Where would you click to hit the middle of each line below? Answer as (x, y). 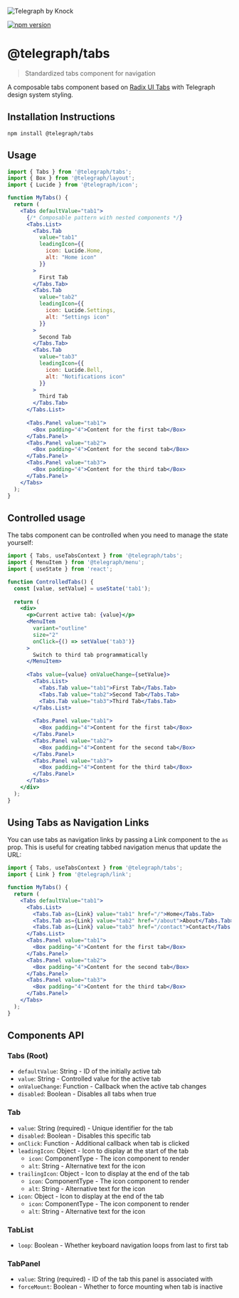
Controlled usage (47, 518)
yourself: (20, 543)
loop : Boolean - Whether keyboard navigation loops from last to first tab (123, 1245)
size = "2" (46, 635)
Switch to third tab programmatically (90, 655)
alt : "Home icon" (71, 258)
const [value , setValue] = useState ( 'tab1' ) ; (83, 588)
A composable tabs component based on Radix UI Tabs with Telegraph (111, 87)
